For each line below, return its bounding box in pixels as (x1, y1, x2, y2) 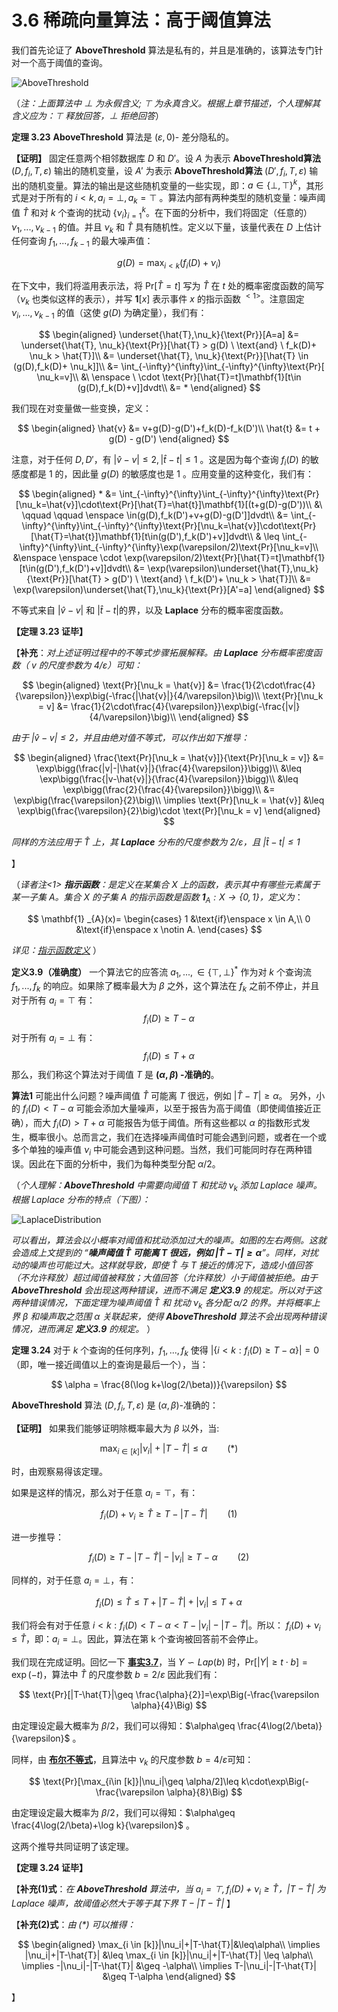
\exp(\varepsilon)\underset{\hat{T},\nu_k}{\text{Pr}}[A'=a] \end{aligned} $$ (13, 584, 325, 596)
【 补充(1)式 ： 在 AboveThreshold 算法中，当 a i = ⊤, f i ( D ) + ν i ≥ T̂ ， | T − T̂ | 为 (11, 1883, 326, 1897)
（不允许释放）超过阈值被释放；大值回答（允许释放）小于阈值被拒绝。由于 (11, 1271, 318, 1283)
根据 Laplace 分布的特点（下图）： (11, 1193, 151, 1205)
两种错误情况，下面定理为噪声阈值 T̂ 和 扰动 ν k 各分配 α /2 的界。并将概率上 (11, 1296, 321, 1311)
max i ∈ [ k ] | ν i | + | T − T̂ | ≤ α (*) (99, 1442, 239, 1456)
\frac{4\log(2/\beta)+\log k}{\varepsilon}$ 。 (11, 1819, 195, 1831)
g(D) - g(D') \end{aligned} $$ (108, 433, 230, 445)
